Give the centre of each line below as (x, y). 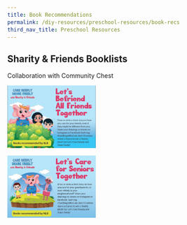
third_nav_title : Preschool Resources (64, 29)
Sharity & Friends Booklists (68, 59)
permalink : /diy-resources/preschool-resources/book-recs (93, 22)
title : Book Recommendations (50, 15)
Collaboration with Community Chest (60, 76)
